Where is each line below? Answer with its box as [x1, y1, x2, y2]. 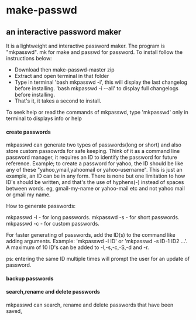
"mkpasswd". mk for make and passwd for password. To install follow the [6, 49, 183, 56]
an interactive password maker [6, 27, 122, 37]
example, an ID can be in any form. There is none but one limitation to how [6, 172, 185, 179]
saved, [6, 308, 22, 314]
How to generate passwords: [6, 203, 76, 210]
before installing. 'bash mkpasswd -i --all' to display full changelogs [14, 85, 178, 91]
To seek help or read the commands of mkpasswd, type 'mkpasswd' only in [6, 109, 189, 115]
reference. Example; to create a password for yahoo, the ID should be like [6, 160, 184, 167]
